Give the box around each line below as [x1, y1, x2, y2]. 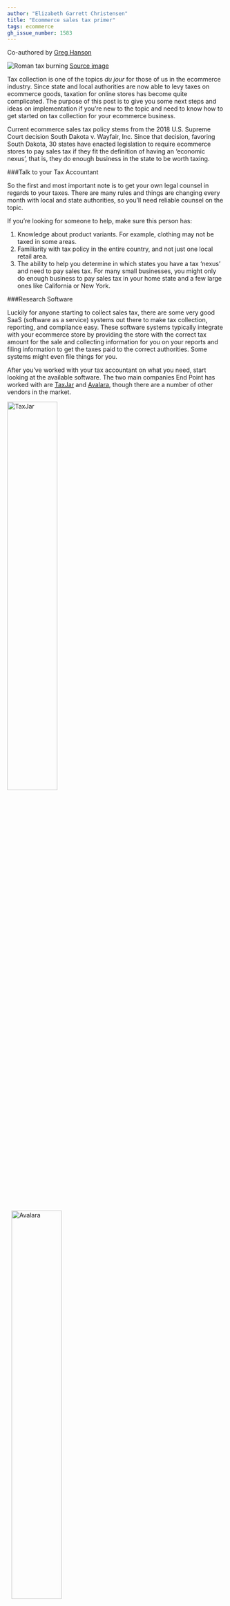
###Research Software [7, 295, 73, 304]
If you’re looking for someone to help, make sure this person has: [7, 217, 192, 225]
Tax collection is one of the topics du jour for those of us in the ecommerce [7, 75, 221, 84]
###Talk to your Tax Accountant [7, 168, 99, 176]
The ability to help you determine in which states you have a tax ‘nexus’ [17, 260, 221, 268]
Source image [69, 62, 109, 70]
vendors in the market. [7, 388, 71, 396]
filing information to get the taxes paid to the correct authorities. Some [7, 345, 207, 353]
